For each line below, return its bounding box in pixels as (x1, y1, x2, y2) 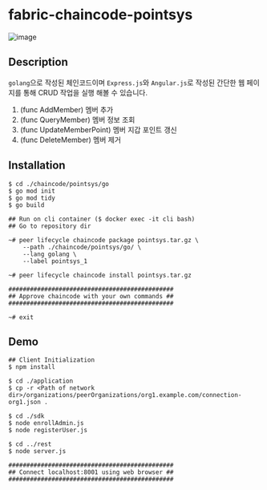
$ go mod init (8, 187, 56, 195)
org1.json (8, 399, 42, 407)
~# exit (8, 313, 34, 322)
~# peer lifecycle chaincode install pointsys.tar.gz (8, 271, 192, 279)
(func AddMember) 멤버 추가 (19, 104, 114, 114)
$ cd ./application (8, 377, 74, 386)
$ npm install (8, 363, 56, 371)
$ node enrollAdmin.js (8, 419, 84, 427)
